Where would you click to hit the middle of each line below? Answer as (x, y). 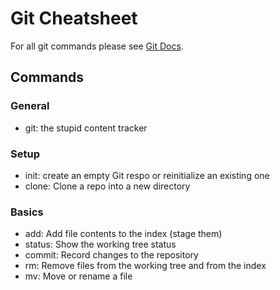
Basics (27, 212)
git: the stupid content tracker (86, 128)
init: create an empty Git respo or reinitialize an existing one (147, 175)
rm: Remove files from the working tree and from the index (145, 266)
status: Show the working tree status (100, 244)
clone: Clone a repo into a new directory (107, 186)
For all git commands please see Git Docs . (97, 46)
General (30, 106)
